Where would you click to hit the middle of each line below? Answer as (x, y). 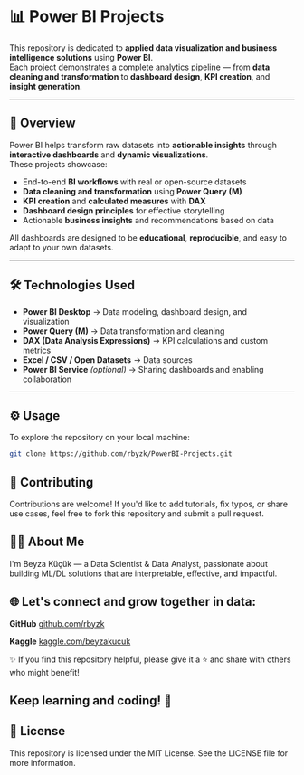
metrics (37, 350)
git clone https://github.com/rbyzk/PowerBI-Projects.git (121, 454)
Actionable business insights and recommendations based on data (148, 220)
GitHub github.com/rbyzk (57, 623)
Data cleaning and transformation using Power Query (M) (132, 191)
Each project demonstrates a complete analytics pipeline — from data (140, 67)
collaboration (47, 379)
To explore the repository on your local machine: (100, 438)
